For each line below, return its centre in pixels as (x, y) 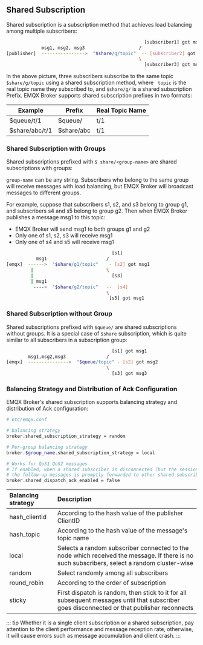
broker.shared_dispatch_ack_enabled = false (63, 481)
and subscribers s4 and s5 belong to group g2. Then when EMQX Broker (97, 211)
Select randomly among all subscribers (112, 573)
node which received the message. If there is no (125, 555)
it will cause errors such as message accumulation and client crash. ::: (94, 636)
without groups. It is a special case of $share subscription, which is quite (97, 333)
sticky (18, 600)
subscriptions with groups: (39, 168)
